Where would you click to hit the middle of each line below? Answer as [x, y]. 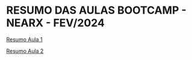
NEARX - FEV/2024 [56, 23]
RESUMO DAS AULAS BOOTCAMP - [96, 10]
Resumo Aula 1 [25, 39]
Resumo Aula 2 [25, 50]
